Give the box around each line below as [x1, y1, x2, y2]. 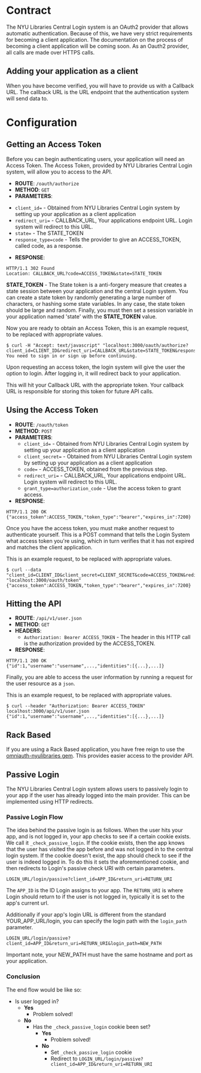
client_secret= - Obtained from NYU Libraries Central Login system [23, 452, 193, 460]
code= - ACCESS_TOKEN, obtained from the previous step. [23, 465, 167, 473]
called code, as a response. [14, 242, 83, 249]
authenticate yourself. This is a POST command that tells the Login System [6, 531, 190, 538]
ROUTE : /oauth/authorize [14, 180, 80, 187]
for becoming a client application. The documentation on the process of [6, 36, 184, 43]
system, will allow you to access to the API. [6, 168, 112, 175]
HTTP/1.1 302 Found [6, 265, 55, 271]
